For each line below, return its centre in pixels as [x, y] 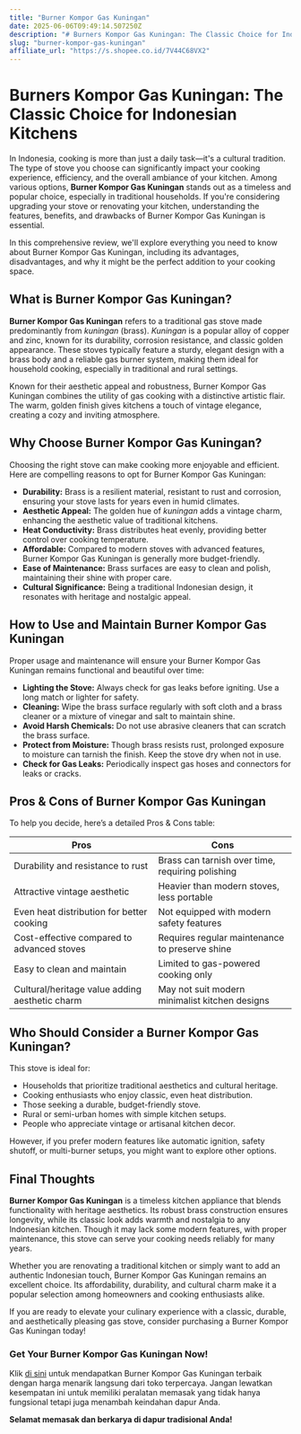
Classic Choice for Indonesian [123, 114]
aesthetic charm [48, 1000]
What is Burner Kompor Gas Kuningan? [121, 299]
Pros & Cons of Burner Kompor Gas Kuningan [138, 801]
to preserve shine [195, 949]
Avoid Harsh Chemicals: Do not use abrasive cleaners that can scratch [154, 726]
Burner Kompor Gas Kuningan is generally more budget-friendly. [141, 559]
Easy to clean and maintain [70, 969]
